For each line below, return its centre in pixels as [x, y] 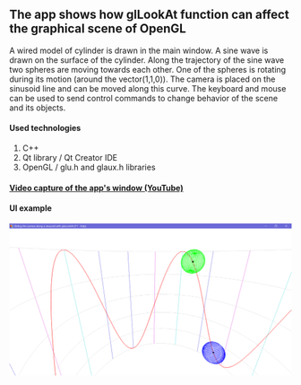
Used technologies [45, 128]
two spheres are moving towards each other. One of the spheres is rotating [148, 69]
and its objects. [38, 108]
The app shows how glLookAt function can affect [149, 15]
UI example [30, 208]
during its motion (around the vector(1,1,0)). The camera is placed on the [142, 79]
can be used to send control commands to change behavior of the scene [144, 98]
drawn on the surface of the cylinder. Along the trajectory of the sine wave [147, 60]
